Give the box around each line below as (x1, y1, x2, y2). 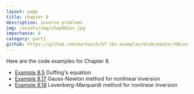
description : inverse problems (6, 19, 83, 25)
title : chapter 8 (6, 14, 49, 20)
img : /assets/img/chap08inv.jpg (6, 25, 86, 31)
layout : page (6, 8, 38, 15)
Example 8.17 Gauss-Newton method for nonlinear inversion (14, 75, 160, 82)
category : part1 (6, 36, 46, 42)
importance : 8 (6, 31, 41, 36)
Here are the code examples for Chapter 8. (6, 57, 110, 65)
